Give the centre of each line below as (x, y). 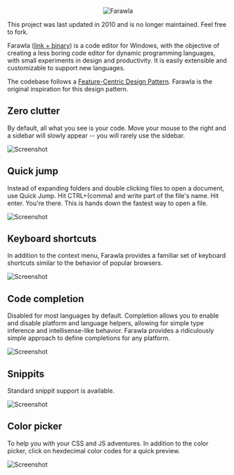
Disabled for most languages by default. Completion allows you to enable (113, 315)
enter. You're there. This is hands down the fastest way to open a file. (108, 203)
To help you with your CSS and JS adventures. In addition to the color (108, 443)
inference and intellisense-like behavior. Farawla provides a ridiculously (111, 331)
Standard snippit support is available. (61, 391)
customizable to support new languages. (66, 68)
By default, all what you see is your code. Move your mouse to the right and (117, 128)
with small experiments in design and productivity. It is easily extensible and (117, 60)
